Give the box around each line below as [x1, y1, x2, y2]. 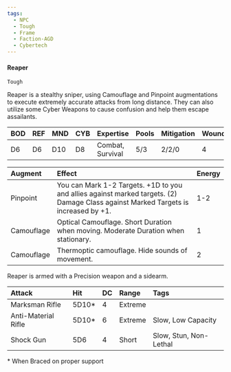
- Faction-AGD [13, 36, 54, 43]
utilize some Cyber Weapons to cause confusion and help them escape [7, 105, 210, 113]
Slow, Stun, [153, 331, 189, 340]
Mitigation [161, 129, 195, 138]
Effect [56, 169, 77, 179]
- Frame [13, 29, 36, 36]
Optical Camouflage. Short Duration [56, 217, 172, 227]
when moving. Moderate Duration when [56, 226, 185, 236]
